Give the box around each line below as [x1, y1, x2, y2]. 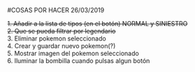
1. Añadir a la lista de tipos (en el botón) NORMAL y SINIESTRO [7, 20, 188, 27]
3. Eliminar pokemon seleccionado [7, 34, 106, 43]
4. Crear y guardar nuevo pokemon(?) [7, 42, 116, 50]
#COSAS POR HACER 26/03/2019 [7, 6, 105, 14]
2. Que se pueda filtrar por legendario [7, 27, 116, 35]
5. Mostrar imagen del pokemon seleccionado [7, 49, 140, 57]
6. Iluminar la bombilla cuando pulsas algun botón [7, 57, 150, 65]
